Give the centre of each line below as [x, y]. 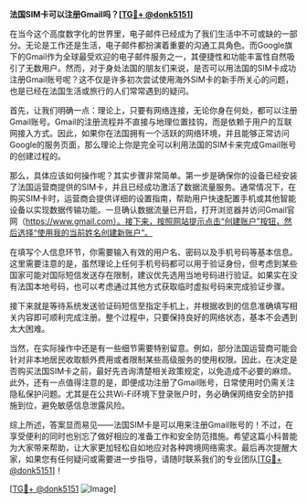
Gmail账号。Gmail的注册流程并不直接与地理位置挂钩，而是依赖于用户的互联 [151, 122]
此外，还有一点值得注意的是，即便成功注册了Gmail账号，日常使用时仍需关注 [152, 382]
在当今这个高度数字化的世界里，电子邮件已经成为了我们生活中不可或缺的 [145, 34]
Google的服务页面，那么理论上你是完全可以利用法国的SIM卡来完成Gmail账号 [153, 144]
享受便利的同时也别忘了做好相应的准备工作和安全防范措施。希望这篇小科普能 [153, 436]
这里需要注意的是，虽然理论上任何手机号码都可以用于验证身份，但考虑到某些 [153, 263]
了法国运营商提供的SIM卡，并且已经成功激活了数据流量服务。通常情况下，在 [153, 187]
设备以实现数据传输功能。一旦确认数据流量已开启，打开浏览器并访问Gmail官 [152, 210]
